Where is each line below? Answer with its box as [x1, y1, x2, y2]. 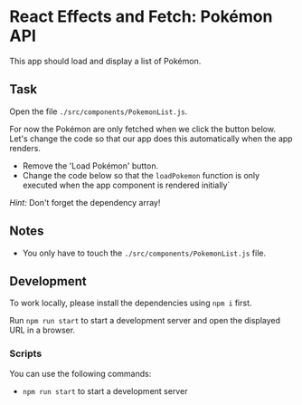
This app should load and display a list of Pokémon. [9, 55, 202, 66]
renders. [9, 142, 41, 153]
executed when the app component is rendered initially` [22, 179, 231, 190]
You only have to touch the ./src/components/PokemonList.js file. [22, 247, 267, 258]
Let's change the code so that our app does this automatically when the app [9, 133, 293, 144]
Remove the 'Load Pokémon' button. [22, 160, 159, 171]
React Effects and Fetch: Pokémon [9, 6, 273, 27]
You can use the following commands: [9, 368, 152, 379]
